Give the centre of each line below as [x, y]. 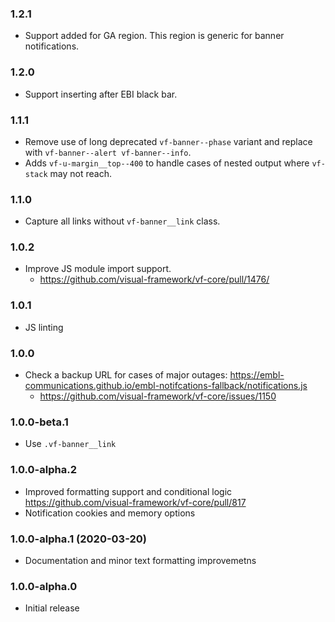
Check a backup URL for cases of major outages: [126, 375]
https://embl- [257, 375]
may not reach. [80, 173]
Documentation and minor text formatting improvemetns [140, 560]
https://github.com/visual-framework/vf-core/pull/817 [135, 502]
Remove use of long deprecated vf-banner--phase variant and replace [168, 141]
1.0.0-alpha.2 [43, 470]
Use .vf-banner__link [70, 444]
